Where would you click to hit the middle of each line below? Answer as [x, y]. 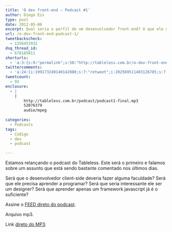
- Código [19, 134]
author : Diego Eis [25, 15]
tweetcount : [18, 77]
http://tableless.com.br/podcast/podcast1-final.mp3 [81, 101]
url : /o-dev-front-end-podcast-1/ [42, 34]
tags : [11, 129]
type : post [17, 20]
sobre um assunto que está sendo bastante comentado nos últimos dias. [82, 168]
